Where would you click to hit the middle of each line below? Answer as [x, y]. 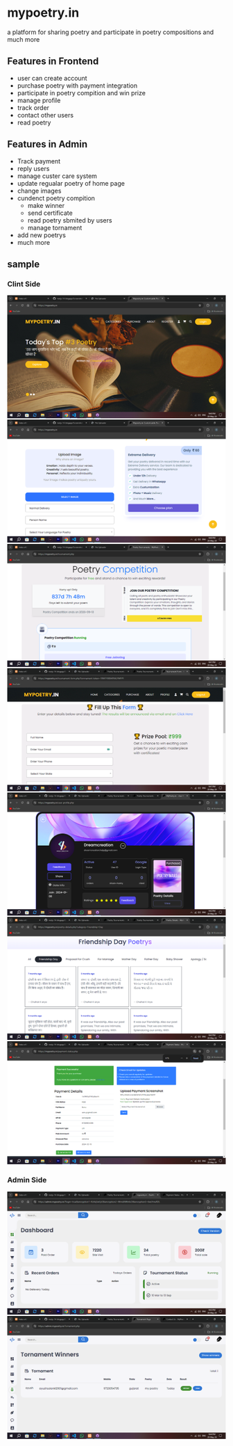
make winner [46, 205]
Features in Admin [48, 144]
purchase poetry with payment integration [77, 86]
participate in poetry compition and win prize [81, 93]
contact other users [45, 115]
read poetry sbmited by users [70, 220]
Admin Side [27, 1180]
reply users [33, 168]
